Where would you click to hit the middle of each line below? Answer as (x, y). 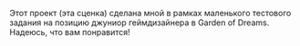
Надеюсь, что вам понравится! (70, 32)
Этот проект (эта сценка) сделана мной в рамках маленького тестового (150, 13)
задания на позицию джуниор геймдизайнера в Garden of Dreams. (140, 23)
